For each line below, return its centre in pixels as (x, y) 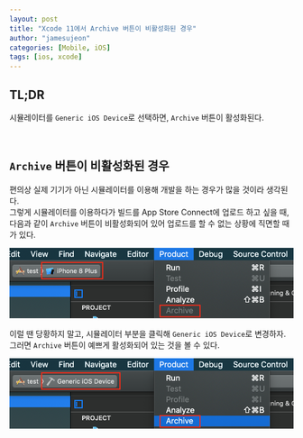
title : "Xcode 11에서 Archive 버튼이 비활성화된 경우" (103, 28)
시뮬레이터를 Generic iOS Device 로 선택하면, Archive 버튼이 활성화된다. (137, 117)
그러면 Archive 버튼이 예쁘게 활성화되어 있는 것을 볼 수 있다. (115, 345)
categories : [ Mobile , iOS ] (60, 48)
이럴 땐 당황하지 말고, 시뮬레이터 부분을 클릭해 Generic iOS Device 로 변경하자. (148, 333)
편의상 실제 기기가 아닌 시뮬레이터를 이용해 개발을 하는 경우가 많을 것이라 (137, 189)
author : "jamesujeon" (50, 38)
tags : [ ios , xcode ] (46, 57)
